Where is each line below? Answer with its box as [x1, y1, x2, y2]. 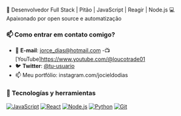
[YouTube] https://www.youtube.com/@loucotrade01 [15, 55, 145, 63]
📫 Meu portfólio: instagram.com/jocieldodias [15, 72, 128, 79]
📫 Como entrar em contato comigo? [6, 30, 116, 39]
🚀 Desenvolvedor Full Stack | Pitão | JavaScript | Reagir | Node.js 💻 [6, 6, 175, 13]
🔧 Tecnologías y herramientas [6, 89, 96, 97]
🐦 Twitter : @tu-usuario [15, 63, 75, 70]
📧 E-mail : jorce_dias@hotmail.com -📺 [15, 47, 110, 54]
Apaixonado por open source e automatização [6, 15, 122, 22]
